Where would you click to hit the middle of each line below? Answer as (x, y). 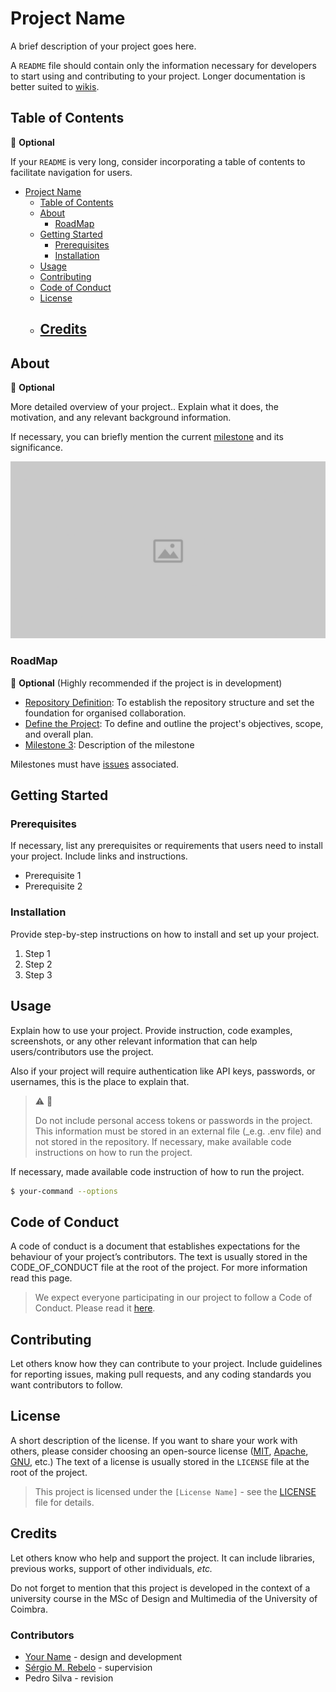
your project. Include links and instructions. (99, 856)
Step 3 (38, 974)
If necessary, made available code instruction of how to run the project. (157, 1171)
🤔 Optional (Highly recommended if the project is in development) (146, 683)
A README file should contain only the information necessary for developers (163, 65)
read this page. (41, 1278)
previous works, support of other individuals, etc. (111, 1568)
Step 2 (38, 964)
